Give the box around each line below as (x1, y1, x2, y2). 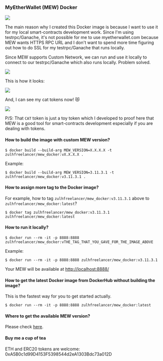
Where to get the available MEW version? (5, 313, 91, 319)
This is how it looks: (5, 78, 45, 84)
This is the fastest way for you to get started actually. (5, 293, 112, 299)
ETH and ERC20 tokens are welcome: (5, 346, 80, 352)
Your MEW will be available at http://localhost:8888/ (5, 266, 109, 272)
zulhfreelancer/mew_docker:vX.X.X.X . (5, 152, 84, 157)
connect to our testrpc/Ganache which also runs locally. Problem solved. (5, 60, 151, 65)
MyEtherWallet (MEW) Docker (5, 4, 78, 11)
